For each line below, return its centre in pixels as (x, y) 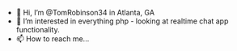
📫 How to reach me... (53, 39)
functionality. (38, 30)
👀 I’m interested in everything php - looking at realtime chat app (122, 21)
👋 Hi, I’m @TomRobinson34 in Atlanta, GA (85, 13)
